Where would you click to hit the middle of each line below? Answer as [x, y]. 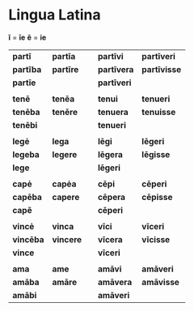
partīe [24, 83]
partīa [64, 56]
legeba [26, 154]
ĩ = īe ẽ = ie [27, 37]
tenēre [65, 112]
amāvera [115, 282]
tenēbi [25, 125]
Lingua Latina [55, 15]
